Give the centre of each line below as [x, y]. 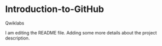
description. [17, 38]
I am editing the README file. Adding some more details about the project [81, 32]
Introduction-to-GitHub [54, 9]
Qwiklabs [15, 23]
